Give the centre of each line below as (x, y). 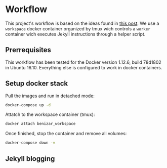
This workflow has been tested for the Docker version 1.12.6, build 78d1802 (83, 62)
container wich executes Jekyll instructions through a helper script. (75, 34)
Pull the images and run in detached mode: (50, 96)
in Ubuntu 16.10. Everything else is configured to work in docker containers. (84, 67)
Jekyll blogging (30, 159)
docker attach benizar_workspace (40, 124)
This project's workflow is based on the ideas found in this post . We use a (82, 23)
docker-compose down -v (30, 143)
